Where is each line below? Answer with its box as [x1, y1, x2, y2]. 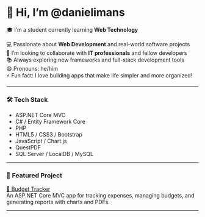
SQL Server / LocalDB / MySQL [15, 151, 93, 158]
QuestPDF [15, 144, 41, 151]
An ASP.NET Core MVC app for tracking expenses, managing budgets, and [6, 191, 195, 199]
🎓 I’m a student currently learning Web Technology [6, 26, 138, 33]
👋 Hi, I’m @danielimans [6, 5, 125, 20]
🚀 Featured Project [6, 171, 63, 180]
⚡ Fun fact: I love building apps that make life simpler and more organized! [6, 71, 193, 79]
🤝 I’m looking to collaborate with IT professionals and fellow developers [6, 49, 187, 57]
